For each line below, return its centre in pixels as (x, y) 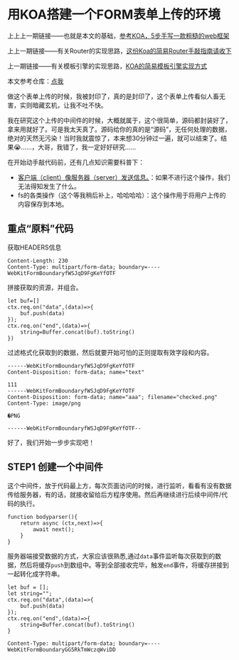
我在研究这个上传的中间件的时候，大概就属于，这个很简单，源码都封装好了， (119, 120)
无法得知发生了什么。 (49, 186)
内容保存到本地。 (43, 204)
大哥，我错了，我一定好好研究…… (87, 147)
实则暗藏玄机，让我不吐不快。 (63, 105)
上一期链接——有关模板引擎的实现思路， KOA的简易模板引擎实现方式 (107, 66)
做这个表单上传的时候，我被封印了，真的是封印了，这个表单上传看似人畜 (113, 96)
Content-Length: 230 (38, 261)
